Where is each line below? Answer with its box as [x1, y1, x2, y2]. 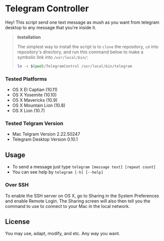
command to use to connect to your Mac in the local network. [5, 203, 130, 209]
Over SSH [5, 181, 29, 188]
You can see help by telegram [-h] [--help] [12, 169, 103, 175]
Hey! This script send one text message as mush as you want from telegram [5, 19, 160, 25]
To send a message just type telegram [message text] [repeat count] [12, 164, 156, 170]
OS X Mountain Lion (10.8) [12, 102, 66, 109]
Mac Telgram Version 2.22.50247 [12, 131, 80, 137]
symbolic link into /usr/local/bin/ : [17, 54, 89, 60]
